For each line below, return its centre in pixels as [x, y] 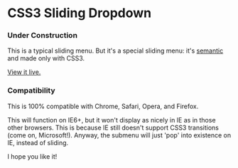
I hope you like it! [32, 156]
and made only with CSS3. [46, 58]
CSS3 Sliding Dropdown [80, 13]
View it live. [24, 72]
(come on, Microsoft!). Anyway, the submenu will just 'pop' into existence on [119, 135]
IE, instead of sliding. [38, 142]
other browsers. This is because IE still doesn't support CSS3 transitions [113, 127]
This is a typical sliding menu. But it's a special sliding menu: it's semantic [115, 51]
